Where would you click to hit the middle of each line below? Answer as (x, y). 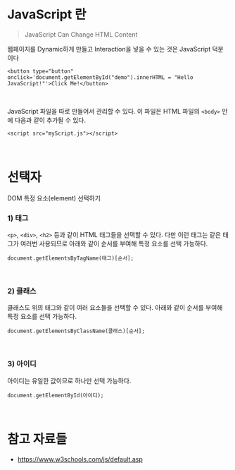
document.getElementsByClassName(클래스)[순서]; (76, 331)
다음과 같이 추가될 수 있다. (50, 120)
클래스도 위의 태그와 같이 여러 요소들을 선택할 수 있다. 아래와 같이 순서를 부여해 (115, 308)
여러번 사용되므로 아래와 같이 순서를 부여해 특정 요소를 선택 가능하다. (114, 243)
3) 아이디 (22, 364)
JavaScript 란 (47, 14)
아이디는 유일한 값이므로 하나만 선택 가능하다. (69, 380)
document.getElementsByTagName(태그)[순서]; (71, 258)
